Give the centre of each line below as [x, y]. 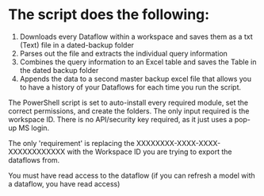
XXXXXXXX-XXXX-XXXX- [178, 143]
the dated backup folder [59, 70]
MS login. [34, 128]
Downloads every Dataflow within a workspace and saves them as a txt [136, 37]
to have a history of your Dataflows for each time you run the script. [130, 87]
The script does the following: [109, 15]
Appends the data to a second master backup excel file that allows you [136, 79]
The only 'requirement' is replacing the [71, 143]
